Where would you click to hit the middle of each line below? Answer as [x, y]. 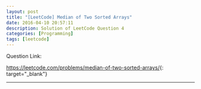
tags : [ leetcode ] [28, 39]
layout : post [22, 12]
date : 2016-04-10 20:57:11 [40, 23]
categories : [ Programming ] [40, 34]
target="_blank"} [27, 74]
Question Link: [24, 56]
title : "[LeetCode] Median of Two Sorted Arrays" [69, 17]
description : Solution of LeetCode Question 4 [65, 28]
